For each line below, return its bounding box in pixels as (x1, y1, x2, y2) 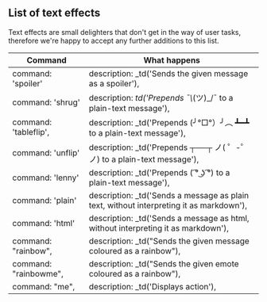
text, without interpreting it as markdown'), (88, 200, 248, 211)
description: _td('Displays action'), (88, 281, 217, 292)
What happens (143, 55, 201, 66)
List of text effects (8, 6, 101, 20)
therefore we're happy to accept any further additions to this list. (8, 36, 220, 45)
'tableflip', (12, 126, 50, 137)
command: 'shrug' (12, 97, 81, 108)
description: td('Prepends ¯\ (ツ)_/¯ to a (88, 92, 234, 103)
